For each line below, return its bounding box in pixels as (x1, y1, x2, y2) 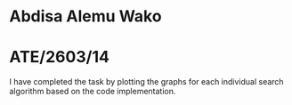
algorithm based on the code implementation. (9, 86, 176, 97)
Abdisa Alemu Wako (9, 6, 162, 27)
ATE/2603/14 (9, 47, 109, 68)
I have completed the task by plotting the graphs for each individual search (9, 77, 284, 87)
